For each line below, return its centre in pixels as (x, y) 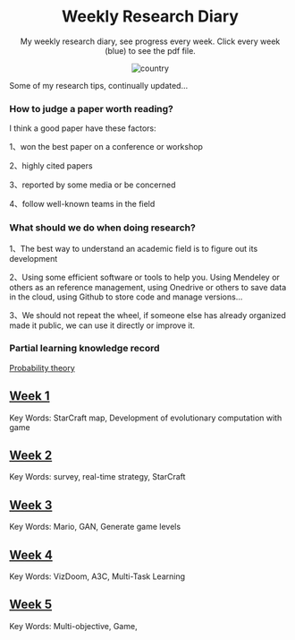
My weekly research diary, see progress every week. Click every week (150, 41)
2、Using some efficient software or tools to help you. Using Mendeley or (144, 277)
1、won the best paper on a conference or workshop (106, 147)
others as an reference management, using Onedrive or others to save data (148, 287)
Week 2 (31, 456)
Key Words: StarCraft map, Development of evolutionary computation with (146, 418)
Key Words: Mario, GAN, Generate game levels (95, 527)
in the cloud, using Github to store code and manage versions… (126, 297)
